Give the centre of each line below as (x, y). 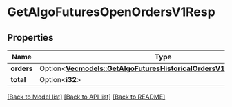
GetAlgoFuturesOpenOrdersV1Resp (111, 12)
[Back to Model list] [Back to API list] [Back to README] (86, 97)
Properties (30, 38)
